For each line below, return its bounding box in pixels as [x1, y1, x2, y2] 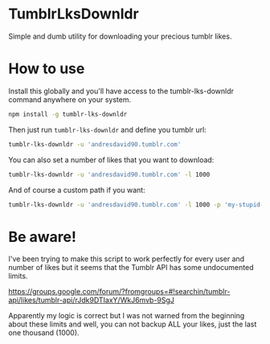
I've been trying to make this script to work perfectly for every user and [8, 254, 245, 264]
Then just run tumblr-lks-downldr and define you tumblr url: [8, 125, 207, 134]
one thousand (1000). [8, 328, 80, 338]
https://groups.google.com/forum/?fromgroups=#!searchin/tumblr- [8, 287, 231, 297]
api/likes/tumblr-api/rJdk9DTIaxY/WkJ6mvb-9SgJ [8, 295, 175, 305]
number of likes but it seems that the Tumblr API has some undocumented [8, 263, 254, 272]
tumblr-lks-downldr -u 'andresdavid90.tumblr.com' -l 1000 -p [8, 200, 221, 209]
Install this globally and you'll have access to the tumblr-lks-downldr [8, 86, 235, 96]
